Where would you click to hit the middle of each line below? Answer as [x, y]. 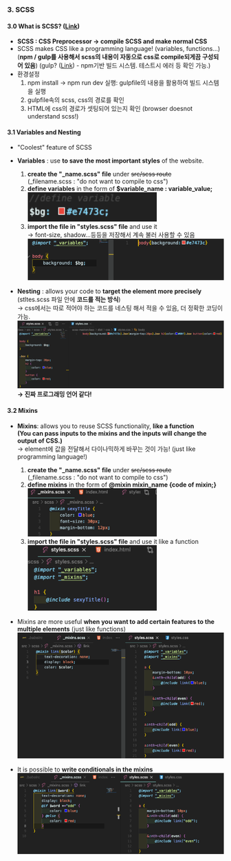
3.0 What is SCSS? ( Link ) [44, 26]
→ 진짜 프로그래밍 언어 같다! [54, 394]
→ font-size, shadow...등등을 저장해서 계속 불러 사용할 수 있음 [111, 234]
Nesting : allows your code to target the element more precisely [109, 291]
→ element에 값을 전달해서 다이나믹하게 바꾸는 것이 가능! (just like [106, 449]
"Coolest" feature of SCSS [54, 148]
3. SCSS [21, 10]
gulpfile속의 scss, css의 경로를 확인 [76, 100]
